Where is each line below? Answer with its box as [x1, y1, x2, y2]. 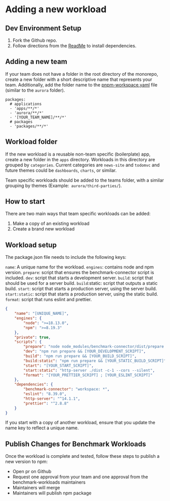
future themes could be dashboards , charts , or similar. [5, 167, 117, 173]
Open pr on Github [12, 468, 52, 475]
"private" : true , [14, 335, 51, 340]
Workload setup [5, 241, 57, 249]
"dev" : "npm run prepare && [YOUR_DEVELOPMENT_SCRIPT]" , [23, 349, 146, 354]
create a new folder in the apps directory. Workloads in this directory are [5, 156, 155, 162]
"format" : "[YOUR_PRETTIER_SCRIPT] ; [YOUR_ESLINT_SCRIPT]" [23, 372, 153, 377]
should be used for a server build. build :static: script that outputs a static [5, 280, 158, 286]
